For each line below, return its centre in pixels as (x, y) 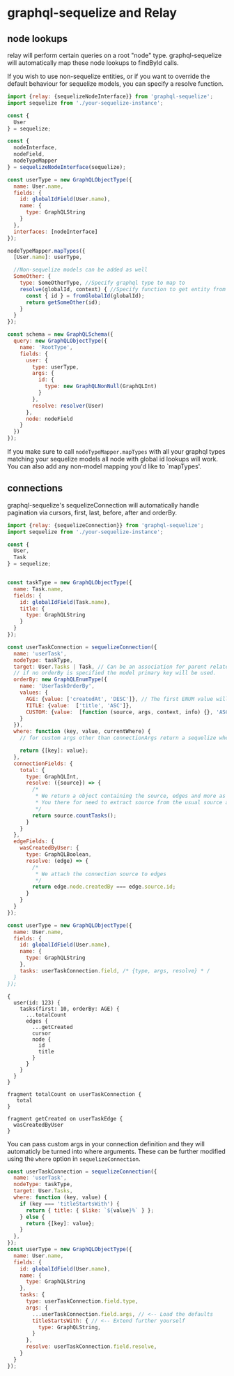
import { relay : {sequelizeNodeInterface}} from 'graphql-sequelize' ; (110, 96)
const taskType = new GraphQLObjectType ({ (70, 583)
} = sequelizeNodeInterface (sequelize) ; (67, 167)
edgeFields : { (34, 842)
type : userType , (56, 367)
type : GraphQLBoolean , (58, 855)
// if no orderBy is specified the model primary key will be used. (115, 673)
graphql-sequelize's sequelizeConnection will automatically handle (103, 505)
